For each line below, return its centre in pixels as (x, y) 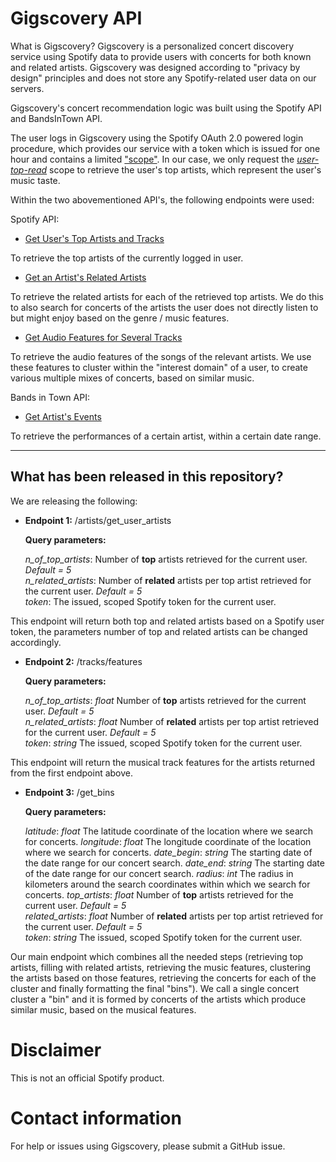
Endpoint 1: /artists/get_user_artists (98, 520)
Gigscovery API (76, 18)
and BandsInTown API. (56, 118)
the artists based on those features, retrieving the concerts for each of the (163, 978)
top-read (29, 169)
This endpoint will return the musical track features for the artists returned (163, 762)
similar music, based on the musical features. (103, 1009)
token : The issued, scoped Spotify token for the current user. (150, 601)
